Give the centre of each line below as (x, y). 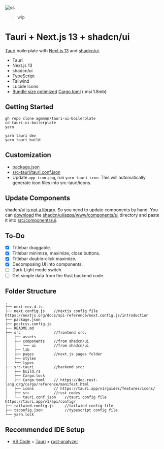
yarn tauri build (23, 140)
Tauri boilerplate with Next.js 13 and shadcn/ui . (53, 50)
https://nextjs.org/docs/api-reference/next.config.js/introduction (77, 316)
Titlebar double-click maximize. (44, 259)
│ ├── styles (21, 359)
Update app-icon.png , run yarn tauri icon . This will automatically (79, 177)
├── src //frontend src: (46, 333)
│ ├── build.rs (23, 372)
